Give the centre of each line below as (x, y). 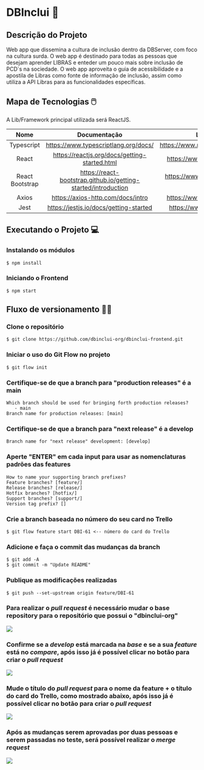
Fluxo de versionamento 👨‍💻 (59, 309)
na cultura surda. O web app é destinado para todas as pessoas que (92, 56)
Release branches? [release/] (45, 488)
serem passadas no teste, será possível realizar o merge (91, 740)
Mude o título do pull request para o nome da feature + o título (99, 688)
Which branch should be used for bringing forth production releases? (97, 403)
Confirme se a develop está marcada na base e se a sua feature (102, 644)
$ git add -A (23, 560)
